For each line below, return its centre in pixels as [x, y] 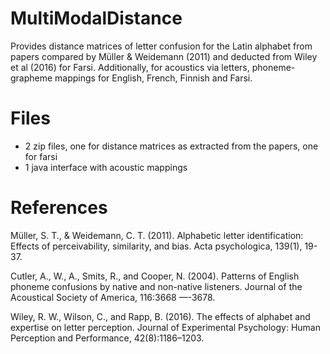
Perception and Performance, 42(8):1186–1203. [107, 338]
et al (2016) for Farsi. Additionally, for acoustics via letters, [130, 67]
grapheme [31, 78]
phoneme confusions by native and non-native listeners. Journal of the [156, 286]
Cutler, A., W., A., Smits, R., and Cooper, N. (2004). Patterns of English [155, 276]
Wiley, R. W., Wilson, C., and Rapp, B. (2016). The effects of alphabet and [160, 316]
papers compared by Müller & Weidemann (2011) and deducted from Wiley [164, 56]
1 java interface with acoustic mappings [106, 167]
